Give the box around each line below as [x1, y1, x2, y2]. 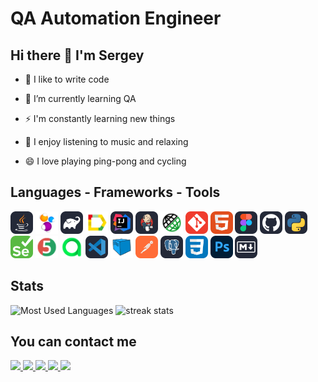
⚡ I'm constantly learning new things [24, 113, 176, 124]
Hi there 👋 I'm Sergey [10, 47, 145, 64]
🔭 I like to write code [24, 73, 110, 85]
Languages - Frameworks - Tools [10, 184, 221, 201]
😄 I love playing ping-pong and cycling [24, 155, 187, 167]
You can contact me [10, 333, 137, 351]
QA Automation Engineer [10, 7, 222, 30]
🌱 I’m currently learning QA [24, 93, 137, 104]
